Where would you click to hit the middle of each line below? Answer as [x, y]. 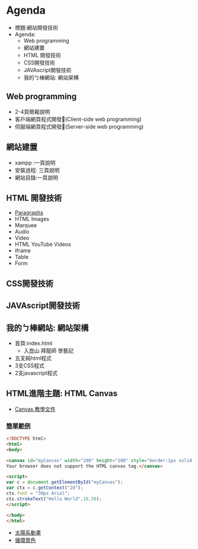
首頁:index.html [33, 343]
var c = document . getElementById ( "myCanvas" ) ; [65, 482]
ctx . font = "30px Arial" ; [38, 494]
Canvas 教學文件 [35, 409]
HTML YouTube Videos [43, 244]
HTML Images [32, 219]
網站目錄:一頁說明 [36, 177]
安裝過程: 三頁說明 [37, 170]
